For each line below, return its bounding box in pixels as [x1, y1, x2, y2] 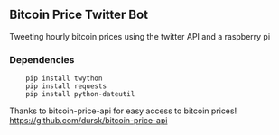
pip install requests [25, 82, 107, 91]
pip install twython [25, 74, 103, 84]
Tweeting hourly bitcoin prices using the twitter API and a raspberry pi [9, 31, 271, 41]
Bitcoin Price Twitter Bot [9, 7, 149, 22]
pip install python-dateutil [25, 90, 135, 99]
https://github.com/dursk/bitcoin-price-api [9, 115, 168, 126]
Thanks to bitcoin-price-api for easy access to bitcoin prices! [9, 105, 237, 116]
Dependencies [9, 53, 75, 66]
